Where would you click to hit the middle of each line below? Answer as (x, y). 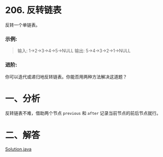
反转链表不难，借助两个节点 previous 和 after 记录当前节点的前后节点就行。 (83, 113)
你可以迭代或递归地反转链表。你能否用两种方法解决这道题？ (66, 77)
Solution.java (18, 149)
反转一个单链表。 (23, 25)
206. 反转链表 (33, 10)
